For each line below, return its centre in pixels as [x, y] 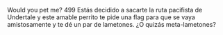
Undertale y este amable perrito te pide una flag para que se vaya [101, 17]
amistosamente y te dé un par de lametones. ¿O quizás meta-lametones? [112, 24]
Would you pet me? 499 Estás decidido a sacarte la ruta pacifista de [105, 10]
